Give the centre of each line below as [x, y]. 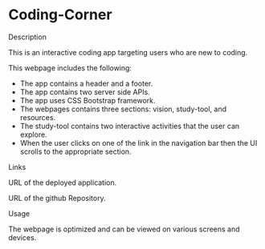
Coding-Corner [60, 15]
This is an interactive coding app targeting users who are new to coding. [128, 52]
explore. [33, 135]
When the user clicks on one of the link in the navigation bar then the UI [139, 143]
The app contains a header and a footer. [86, 83]
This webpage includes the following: [70, 68]
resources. [38, 117]
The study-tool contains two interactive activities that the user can [130, 126]
